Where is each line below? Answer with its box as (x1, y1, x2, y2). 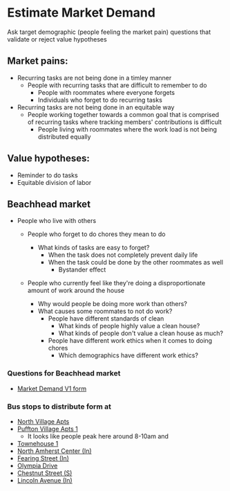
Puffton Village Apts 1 (17, 425, 78, 433)
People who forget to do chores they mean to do (27, 230, 166, 238)
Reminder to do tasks (17, 171, 78, 179)
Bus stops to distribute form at (7, 402, 112, 411)
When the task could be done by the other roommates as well (48, 258, 223, 267)
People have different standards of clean (48, 314, 164, 323)
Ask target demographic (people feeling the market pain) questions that (7, 28, 211, 36)
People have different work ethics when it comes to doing (48, 337, 213, 345)
